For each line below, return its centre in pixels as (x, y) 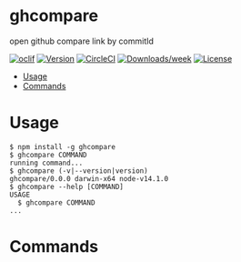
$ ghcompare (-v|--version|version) (79, 171)
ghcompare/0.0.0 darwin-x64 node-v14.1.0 (89, 178)
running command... (46, 163)
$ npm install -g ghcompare (63, 146)
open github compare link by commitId (82, 41)
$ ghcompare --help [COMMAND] (67, 186)
